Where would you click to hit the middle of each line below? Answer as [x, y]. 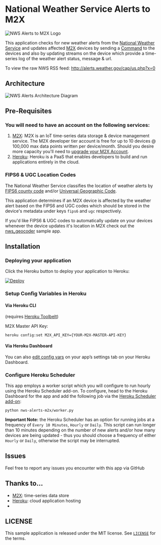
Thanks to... [24, 484]
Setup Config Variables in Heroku [46, 294]
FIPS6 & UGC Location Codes [41, 175]
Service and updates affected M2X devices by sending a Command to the [80, 48]
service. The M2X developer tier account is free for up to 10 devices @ [84, 141]
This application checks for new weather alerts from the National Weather [80, 42]
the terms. [16, 539]
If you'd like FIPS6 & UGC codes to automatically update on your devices [79, 220]
